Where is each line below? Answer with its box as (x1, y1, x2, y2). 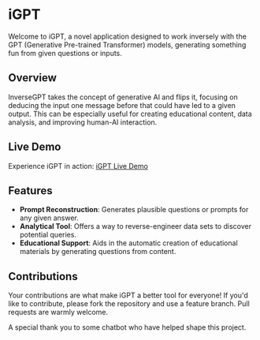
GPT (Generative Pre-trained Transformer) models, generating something (8, 39, 247, 49)
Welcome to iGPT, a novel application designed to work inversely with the (8, 32, 247, 41)
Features (8, 184, 53, 197)
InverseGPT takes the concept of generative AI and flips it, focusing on (8, 92, 238, 102)
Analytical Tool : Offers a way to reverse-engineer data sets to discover (19, 222, 252, 231)
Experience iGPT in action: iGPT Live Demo (8, 161, 148, 170)
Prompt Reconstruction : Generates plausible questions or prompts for (19, 205, 249, 215)
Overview (8, 71, 58, 84)
